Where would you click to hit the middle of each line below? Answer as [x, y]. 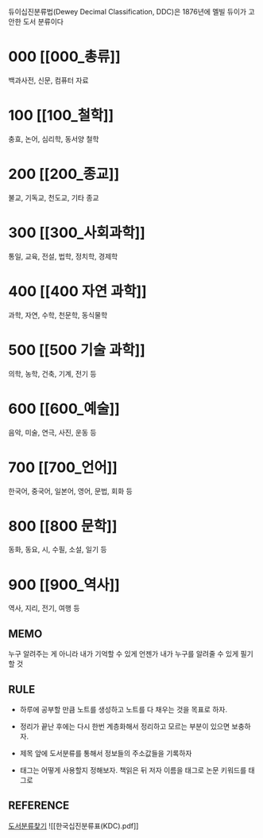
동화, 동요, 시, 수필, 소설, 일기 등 [58, 550]
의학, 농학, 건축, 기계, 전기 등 [52, 373]
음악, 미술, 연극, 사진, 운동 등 [52, 432]
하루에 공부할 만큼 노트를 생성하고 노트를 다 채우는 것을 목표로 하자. [124, 709]
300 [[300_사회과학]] [77, 232]
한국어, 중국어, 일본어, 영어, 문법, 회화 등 [70, 491]
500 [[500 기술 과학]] [77, 350]
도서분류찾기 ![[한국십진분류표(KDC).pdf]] [73, 825]
